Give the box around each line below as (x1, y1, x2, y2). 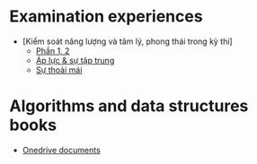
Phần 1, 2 (35, 45, 70, 56)
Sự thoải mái (35, 65, 83, 75)
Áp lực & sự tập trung (35, 55, 115, 65)
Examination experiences (9, 6, 204, 27)
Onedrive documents (22, 144, 101, 155)
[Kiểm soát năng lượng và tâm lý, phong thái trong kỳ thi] (22, 36, 233, 47)
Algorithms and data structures (9, 96, 249, 117)
